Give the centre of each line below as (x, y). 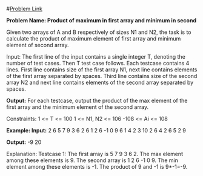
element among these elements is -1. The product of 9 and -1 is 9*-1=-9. (97, 167)
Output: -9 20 (24, 142)
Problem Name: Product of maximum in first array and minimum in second (101, 20)
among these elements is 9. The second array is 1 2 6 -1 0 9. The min (92, 160)
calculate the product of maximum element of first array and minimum (94, 38)
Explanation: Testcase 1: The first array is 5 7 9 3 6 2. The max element (95, 154)
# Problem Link (24, 9)
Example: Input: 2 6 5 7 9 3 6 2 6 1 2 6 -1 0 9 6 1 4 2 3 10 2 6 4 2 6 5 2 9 (96, 130)
